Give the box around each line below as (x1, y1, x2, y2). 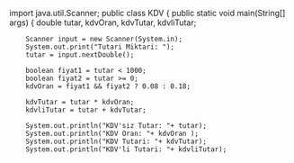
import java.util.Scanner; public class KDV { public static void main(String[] (9, 8, 286, 18)
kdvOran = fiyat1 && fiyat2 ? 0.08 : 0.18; (25, 82, 192, 91)
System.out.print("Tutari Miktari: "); (25, 42, 175, 51)
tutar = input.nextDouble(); (25, 50, 135, 59)
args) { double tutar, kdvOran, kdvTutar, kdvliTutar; (9, 17, 197, 28)
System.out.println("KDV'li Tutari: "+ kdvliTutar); (25, 145, 227, 154)
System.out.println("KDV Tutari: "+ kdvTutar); (25, 137, 207, 146)
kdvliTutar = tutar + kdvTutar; (25, 105, 147, 114)
